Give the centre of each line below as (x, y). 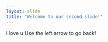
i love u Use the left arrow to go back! (51, 33)
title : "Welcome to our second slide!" (55, 17)
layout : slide (23, 11)
